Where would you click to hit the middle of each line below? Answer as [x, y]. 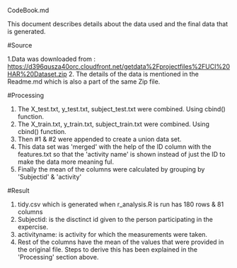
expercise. [33, 227]
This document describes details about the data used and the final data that [118, 24]
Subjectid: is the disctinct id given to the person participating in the [115, 219]
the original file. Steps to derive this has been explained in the [108, 250]
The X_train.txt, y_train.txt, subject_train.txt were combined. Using [114, 124]
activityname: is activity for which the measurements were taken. [112, 234]
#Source [20, 45]
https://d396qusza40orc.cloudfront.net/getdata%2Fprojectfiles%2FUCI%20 [119, 66]
